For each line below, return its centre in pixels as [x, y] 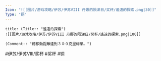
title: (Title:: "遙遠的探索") [35, 29]
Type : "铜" [16, 14]
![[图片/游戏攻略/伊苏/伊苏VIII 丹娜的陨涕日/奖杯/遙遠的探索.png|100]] [73, 34]
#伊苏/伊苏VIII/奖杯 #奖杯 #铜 [35, 54]
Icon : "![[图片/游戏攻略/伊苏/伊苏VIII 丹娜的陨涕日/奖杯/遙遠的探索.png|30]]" [81, 10]
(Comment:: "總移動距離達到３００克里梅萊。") [48, 44]
